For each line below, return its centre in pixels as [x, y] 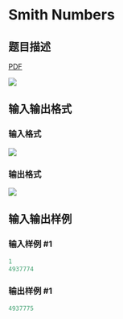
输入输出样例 [40, 219]
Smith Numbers [61, 15]
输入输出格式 [40, 109]
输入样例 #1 [30, 244]
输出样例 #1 [30, 291]
